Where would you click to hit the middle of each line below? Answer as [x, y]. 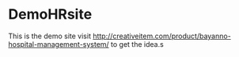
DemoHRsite [50, 14]
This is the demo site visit [49, 36]
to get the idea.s [137, 44]
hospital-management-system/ [59, 44]
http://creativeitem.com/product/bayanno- [161, 36]
